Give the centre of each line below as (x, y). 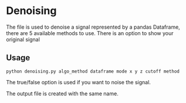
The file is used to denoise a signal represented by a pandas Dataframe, (93, 27)
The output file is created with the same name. (62, 93)
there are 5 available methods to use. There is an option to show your (90, 33)
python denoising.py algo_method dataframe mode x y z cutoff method (93, 71)
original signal (23, 39)
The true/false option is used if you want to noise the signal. (79, 82)
